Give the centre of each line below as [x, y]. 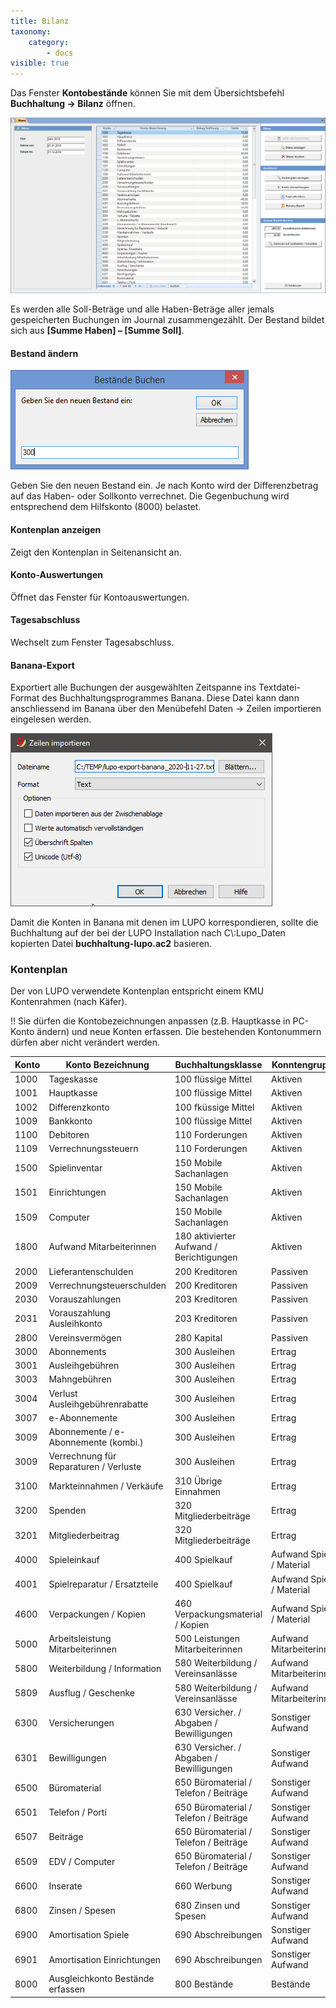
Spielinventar [75, 1168]
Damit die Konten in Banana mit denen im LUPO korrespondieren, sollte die [164, 922]
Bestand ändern [44, 353]
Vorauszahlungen [85, 1299]
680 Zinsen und [207, 1905]
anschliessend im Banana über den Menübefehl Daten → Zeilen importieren [166, 709]
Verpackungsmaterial [218, 1614]
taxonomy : [31, 31]
